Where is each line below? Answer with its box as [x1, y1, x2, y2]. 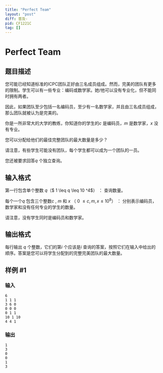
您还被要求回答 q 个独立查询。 [5, 158, 65, 164]
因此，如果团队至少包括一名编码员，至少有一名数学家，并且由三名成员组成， [5, 104, 159, 110]
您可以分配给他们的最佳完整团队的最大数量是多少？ [5, 137, 108, 143]
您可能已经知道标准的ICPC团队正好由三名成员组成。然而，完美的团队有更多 [5, 81, 157, 87]
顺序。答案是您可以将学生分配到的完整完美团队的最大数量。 [5, 250, 125, 256]
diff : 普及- [5, 16, 28, 21]
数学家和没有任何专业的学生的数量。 [5, 204, 78, 210]
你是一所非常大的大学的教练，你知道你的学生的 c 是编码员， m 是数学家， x [5, 121, 153, 126]
